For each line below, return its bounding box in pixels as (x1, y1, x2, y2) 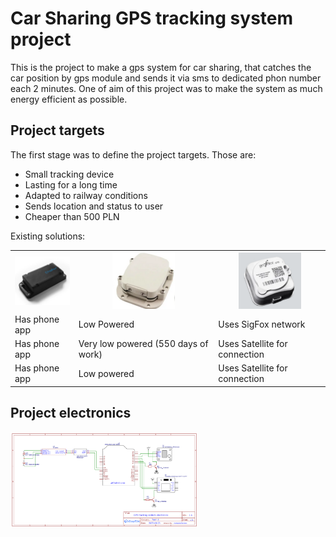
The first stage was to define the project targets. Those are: (10, 148, 257, 161)
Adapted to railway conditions (24, 189, 148, 201)
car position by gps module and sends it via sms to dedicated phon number (10, 72, 322, 84)
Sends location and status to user (24, 200, 164, 212)
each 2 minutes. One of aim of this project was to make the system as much (10, 82, 323, 94)
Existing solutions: (10, 230, 86, 242)
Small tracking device (24, 168, 115, 180)
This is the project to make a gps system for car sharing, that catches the (10, 61, 312, 73)
